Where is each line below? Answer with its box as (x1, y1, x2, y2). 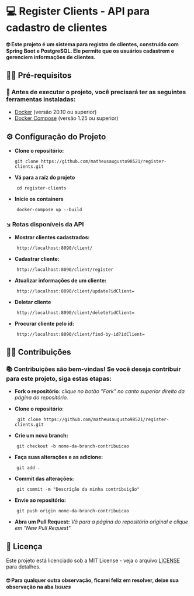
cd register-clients (16, 185, 67, 191)
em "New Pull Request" (14, 525, 71, 532)
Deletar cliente (14, 298, 51, 305)
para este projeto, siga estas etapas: (6, 374, 112, 383)
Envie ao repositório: (14, 497, 66, 504)
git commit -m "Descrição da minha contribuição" (16, 487, 140, 492)
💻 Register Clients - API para (6, 5, 150, 18)
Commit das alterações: (14, 475, 74, 483)
